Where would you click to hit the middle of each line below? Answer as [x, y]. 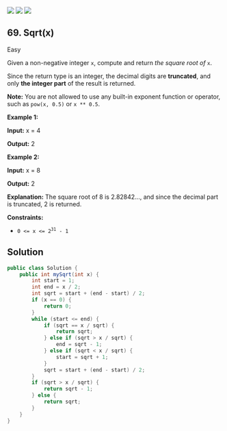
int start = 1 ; [53, 281]
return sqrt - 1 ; [68, 389]
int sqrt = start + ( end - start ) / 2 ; [89, 294]
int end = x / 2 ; [56, 287]
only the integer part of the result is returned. [71, 83]
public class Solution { [42, 268]
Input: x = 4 [24, 130]
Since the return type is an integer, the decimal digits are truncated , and [109, 76]
